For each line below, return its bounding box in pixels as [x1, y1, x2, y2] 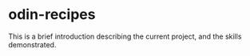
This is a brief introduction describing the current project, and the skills [8, 32, 242, 41]
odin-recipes [8, 6, 96, 24]
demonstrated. [8, 39, 57, 49]
